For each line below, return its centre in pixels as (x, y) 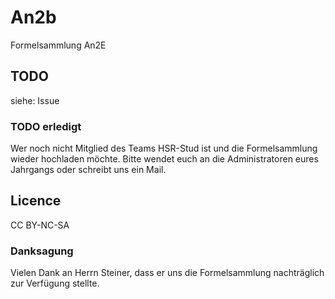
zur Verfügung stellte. (55, 283)
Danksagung (42, 251)
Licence (36, 201)
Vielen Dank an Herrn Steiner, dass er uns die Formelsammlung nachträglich (167, 273)
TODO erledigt (46, 126)
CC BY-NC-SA (40, 225)
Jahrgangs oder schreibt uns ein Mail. (88, 170)
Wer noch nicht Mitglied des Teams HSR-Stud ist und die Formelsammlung (164, 148)
